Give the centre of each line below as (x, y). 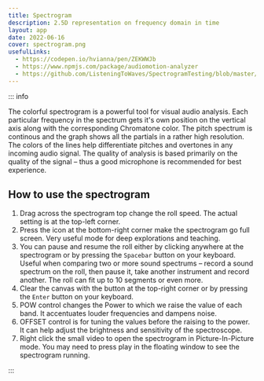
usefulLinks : (29, 52)
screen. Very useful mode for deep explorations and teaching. (120, 238)
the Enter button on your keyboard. (76, 297)
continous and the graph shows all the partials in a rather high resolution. (126, 136)
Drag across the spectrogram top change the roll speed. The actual (128, 214)
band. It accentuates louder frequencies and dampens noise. (118, 313)
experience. (27, 170)
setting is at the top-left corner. (70, 222)
